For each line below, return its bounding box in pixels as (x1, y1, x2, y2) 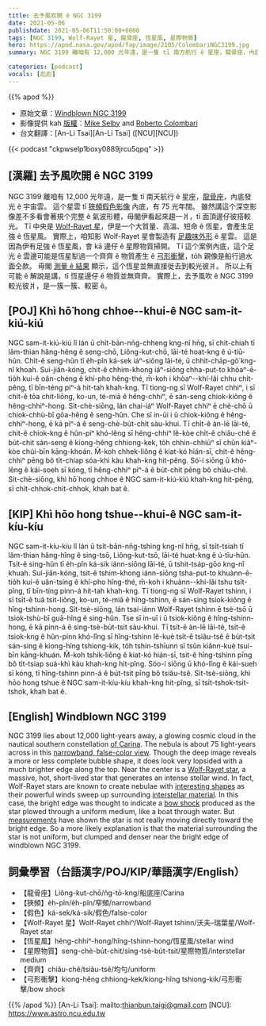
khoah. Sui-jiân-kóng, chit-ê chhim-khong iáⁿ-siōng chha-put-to (15, 365, 226, 375)
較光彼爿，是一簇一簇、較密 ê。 (8, 281, 112, 290)
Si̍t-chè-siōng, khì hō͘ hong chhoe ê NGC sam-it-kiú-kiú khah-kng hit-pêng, (8, 475, 254, 484)
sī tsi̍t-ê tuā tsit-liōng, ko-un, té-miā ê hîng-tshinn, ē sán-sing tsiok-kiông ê (8, 595, 252, 605)
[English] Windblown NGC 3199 (8, 709, 167, 723)
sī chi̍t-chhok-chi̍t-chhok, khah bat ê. (8, 484, 130, 494)
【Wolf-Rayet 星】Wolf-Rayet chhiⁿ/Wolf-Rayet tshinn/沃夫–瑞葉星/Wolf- (19, 917, 256, 927)
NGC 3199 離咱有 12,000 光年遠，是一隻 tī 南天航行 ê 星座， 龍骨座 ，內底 (8, 191, 245, 201)
